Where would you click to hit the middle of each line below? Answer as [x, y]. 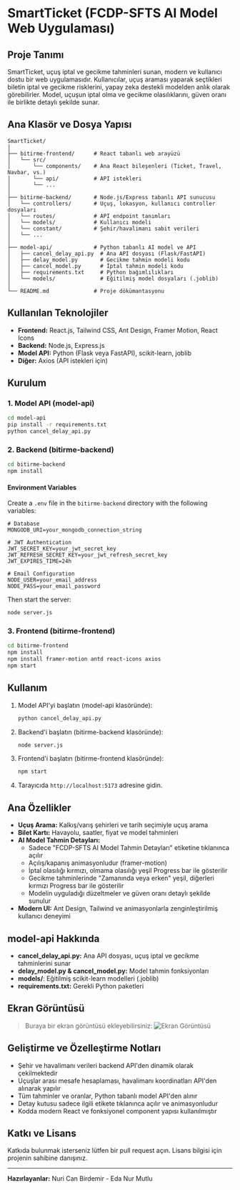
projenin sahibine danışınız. [47, 1158]
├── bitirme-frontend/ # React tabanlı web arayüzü [94, 154]
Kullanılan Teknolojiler [58, 313]
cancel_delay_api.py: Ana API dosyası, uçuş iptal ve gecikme [108, 956]
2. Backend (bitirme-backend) [61, 449]
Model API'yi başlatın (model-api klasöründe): [85, 705]
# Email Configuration [41, 574]
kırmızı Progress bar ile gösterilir [76, 886]
